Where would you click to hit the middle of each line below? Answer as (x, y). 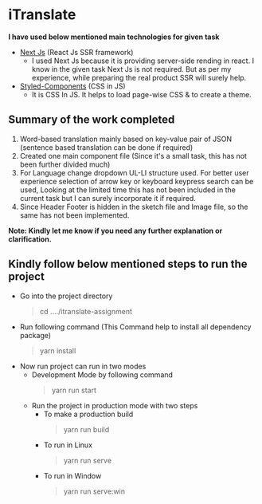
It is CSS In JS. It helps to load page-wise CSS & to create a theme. (142, 94)
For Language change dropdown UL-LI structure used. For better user (134, 172)
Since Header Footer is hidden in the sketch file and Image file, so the (134, 207)
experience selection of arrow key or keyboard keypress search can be (137, 181)
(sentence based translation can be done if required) (106, 147)
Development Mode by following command (102, 374)
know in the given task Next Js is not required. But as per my (131, 69)
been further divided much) (65, 164)
